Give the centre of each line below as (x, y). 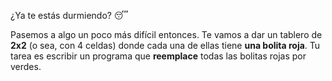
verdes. (26, 66)
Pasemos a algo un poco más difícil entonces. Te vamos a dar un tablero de (166, 34)
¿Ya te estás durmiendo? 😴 (69, 15)
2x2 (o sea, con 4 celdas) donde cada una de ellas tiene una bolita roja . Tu (165, 45)
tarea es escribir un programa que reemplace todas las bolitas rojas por (158, 56)
